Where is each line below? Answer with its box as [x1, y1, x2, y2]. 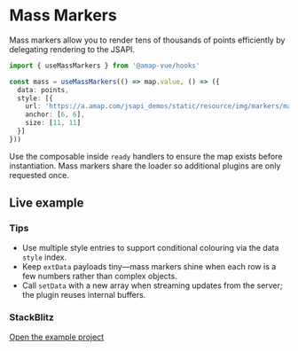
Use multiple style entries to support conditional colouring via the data [21, 242, 279, 253]
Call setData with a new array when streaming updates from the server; [21, 280, 283, 291]
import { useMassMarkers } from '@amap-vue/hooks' [9, 61, 200, 70]
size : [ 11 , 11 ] [25, 119, 82, 128]
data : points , [17, 85, 69, 94]
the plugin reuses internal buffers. [21, 289, 146, 300]
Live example [9, 196, 84, 211]
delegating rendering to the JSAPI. [9, 43, 136, 54]
